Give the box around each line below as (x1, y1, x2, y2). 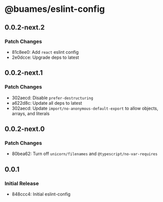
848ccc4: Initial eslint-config (11, 191, 71, 197)
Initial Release (4, 180, 39, 187)
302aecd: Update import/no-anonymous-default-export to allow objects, (11, 105, 159, 111)
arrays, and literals (11, 110, 50, 117)
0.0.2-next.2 (4, 23, 45, 32)
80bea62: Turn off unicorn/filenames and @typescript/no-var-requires (11, 151, 158, 157)
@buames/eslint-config (4, 3, 105, 15)
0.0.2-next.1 (4, 69, 43, 77)
